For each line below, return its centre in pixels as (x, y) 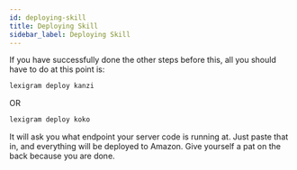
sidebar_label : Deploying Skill (70, 34)
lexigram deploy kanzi (52, 86)
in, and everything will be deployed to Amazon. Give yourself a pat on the (145, 147)
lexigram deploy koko (50, 120)
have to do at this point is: (57, 69)
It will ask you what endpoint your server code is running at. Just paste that (149, 137)
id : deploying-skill (48, 18)
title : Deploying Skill (54, 26)
